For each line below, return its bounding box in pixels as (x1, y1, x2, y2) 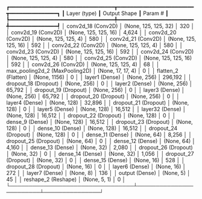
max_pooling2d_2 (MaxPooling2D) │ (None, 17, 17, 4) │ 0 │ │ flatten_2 (6, 67, 179, 74)
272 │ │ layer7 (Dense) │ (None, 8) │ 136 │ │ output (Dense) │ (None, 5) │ (6, 170, 191, 176)
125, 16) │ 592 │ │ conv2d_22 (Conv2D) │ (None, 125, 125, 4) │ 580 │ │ (6, 41, 183, 49)
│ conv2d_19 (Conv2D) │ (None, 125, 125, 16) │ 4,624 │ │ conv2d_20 (6, 29, 177, 36)
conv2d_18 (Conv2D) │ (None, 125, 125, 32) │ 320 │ (66, 22, 195, 29)
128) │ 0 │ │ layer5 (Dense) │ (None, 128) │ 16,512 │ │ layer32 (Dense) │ (6, 106, 186, 112)
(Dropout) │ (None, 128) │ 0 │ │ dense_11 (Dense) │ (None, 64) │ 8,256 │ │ (6, 131, 192, 138)
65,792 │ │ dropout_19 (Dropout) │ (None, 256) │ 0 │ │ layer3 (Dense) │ (6, 87, 185, 93)
